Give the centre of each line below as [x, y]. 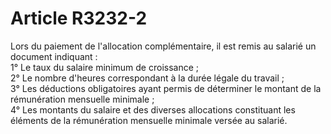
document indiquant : [54, 56]
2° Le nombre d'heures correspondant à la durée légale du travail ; [147, 78]
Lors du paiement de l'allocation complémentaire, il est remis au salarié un [163, 46]
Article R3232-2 [79, 18]
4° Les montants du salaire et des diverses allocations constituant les [153, 109]
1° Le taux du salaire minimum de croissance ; [104, 67]
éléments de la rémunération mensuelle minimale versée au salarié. [149, 120]
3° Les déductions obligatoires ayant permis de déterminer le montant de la [166, 88]
